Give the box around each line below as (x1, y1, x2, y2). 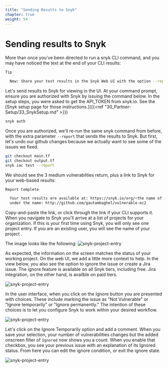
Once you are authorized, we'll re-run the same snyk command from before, (5, 128, 162, 134)
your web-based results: (5, 177, 56, 183)
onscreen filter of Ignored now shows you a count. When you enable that (5, 337, 155, 343)
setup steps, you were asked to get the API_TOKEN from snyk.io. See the (5, 99, 155, 105)
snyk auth (5, 119, 26, 124)
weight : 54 (5, 17, 28, 22)
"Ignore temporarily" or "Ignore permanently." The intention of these (5, 301, 146, 308)
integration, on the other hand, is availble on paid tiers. (5, 271, 117, 278)
